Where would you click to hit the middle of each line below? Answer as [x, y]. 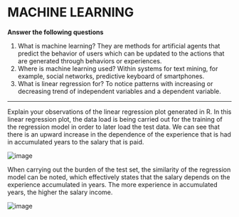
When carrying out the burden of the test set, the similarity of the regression [119, 169]
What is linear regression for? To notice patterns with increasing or [115, 83]
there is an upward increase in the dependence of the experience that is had [119, 134]
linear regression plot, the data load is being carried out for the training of [115, 119]
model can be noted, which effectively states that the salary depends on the [119, 177]
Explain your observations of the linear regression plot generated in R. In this [119, 112]
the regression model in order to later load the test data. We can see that [114, 127]
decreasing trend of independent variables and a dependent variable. [119, 91]
